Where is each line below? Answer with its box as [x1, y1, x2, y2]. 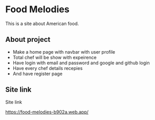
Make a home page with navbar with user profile [12, 49, 115, 55]
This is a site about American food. [5, 20, 79, 27]
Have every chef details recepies [12, 65, 83, 71]
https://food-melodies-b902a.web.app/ [5, 109, 89, 115]
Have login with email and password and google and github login [12, 60, 150, 66]
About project [5, 35, 50, 44]
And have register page [12, 70, 63, 77]
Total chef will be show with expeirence [12, 54, 96, 60]
